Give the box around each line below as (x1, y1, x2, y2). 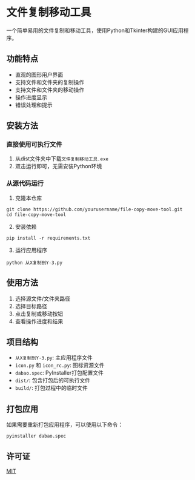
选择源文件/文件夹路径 (15, 295, 71, 302)
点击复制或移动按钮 (15, 310, 64, 317)
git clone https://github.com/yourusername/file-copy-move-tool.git (6, 206, 183, 212)
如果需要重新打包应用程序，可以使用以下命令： (6, 421, 123, 429)
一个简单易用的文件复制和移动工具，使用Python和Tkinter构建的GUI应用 (6, 27, 183, 34)
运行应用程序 (15, 246, 47, 254)
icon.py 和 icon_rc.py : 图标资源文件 (15, 361, 105, 369)
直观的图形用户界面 (15, 71, 64, 78)
